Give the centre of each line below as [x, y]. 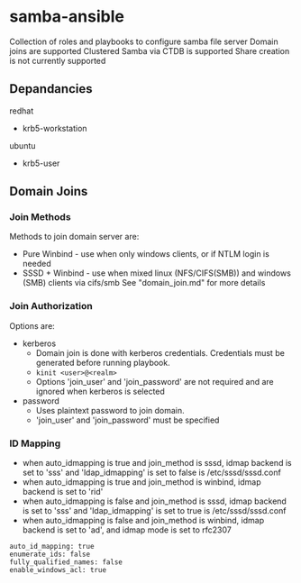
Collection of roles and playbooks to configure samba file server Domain [144, 41]
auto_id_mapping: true [52, 547]
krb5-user [41, 163]
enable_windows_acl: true [58, 570]
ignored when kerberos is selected [100, 391]
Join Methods [40, 217]
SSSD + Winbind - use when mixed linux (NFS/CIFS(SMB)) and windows [156, 273]
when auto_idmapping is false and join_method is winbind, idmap [143, 521]
